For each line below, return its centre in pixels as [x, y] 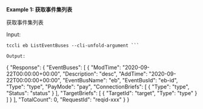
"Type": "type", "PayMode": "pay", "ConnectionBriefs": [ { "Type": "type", [98, 87]
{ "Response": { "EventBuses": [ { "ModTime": [64, 67]
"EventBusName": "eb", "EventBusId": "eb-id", [120, 80]
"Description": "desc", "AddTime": [105, 74]
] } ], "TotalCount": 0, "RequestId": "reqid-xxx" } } [68, 100]
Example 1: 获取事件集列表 [39, 9]
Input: [14, 35]
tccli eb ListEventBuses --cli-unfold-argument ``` [73, 45]
